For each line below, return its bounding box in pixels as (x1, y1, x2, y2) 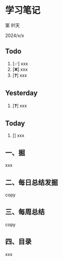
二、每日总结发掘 (5, 178, 58, 187)
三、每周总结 (5, 208, 45, 216)
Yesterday (5, 89, 38, 98)
